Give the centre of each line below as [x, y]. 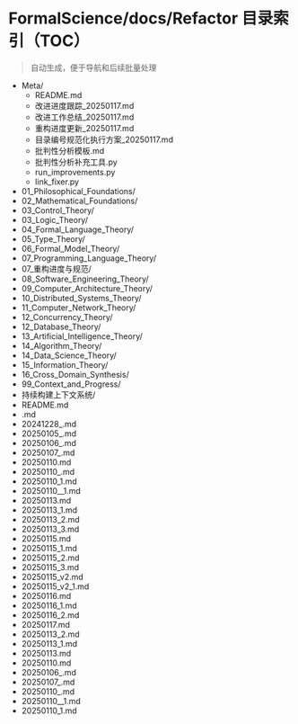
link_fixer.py [57, 182]
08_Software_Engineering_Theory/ [85, 279]
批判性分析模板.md [70, 150]
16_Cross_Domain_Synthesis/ [75, 374]
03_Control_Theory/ [58, 210]
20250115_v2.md [53, 577]
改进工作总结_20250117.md [84, 117]
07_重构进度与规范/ [56, 268]
